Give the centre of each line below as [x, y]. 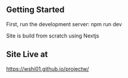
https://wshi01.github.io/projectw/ [48, 68]
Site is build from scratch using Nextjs [53, 36]
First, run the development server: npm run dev [64, 24]
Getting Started [35, 10]
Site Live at [27, 54]
